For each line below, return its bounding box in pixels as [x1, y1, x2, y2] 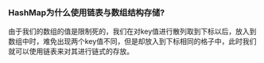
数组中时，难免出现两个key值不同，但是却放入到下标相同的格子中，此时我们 [8, 37, 257, 46]
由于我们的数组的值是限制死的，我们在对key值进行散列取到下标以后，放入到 [8, 26, 257, 37]
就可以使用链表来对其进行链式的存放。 [8, 46, 134, 57]
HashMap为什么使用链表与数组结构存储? [8, 6, 165, 18]
